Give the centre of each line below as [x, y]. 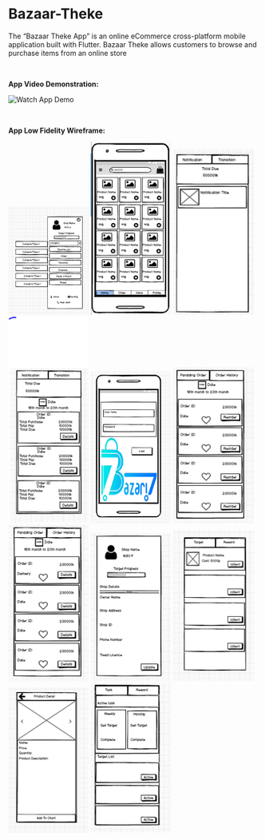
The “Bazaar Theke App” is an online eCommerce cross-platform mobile [127, 36]
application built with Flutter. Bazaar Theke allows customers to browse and [132, 44]
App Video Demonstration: [53, 84]
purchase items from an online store [68, 53]
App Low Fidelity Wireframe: [57, 130]
